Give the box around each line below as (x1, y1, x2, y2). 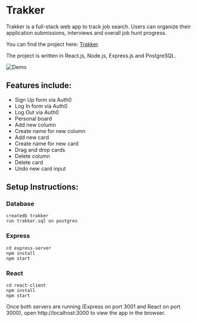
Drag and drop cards (14, 146, 65, 153)
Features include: (6, 81, 72, 91)
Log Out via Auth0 (14, 108, 59, 115)
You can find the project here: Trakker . (6, 41, 100, 48)
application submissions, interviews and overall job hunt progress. (6, 29, 167, 36)
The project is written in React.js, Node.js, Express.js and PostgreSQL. (6, 52, 176, 59)
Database (6, 200, 34, 208)
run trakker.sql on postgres (6, 218, 78, 224)
